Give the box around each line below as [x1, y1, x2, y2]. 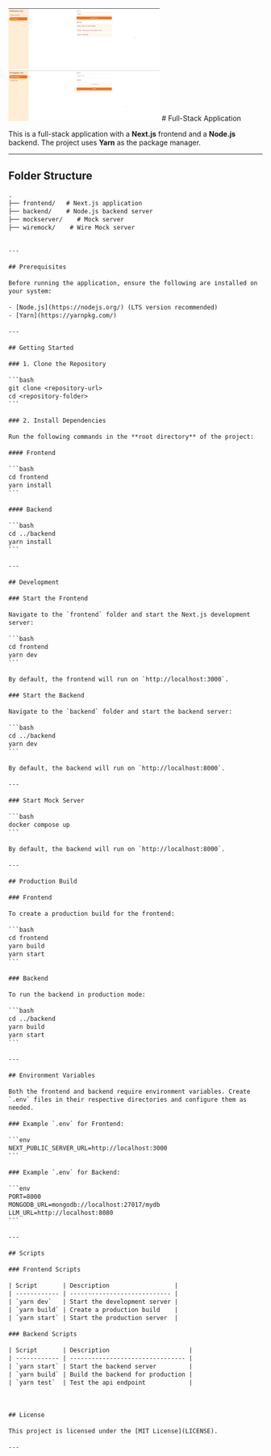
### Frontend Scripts [8, 1265, 81, 1274]
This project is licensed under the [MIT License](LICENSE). [8, 1427, 219, 1436]
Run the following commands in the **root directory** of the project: [8, 433, 254, 441]
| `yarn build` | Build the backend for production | [8, 1370, 194, 1379]
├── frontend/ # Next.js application [8, 200, 143, 208]
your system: [8, 287, 52, 296]
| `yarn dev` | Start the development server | [8, 1298, 179, 1306]
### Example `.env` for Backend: [8, 1168, 121, 1177]
